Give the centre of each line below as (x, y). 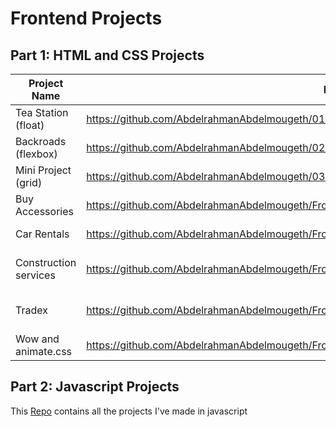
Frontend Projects (86, 18)
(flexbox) (36, 154)
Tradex (31, 310)
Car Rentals (42, 234)
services (35, 275)
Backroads (41, 141)
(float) (30, 125)
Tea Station (42, 112)
